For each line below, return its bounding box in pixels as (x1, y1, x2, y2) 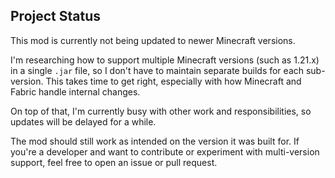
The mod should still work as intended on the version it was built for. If (10, 135, 300, 147)
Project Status (10, 8, 102, 25)
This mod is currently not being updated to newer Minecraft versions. (10, 34, 296, 46)
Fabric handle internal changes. (10, 85, 141, 98)
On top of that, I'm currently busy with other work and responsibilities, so (10, 105, 312, 117)
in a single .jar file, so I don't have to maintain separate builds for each (10, 64, 305, 76)
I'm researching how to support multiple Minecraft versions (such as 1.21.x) (10, 54, 320, 66)
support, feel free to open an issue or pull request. (10, 156, 218, 168)
